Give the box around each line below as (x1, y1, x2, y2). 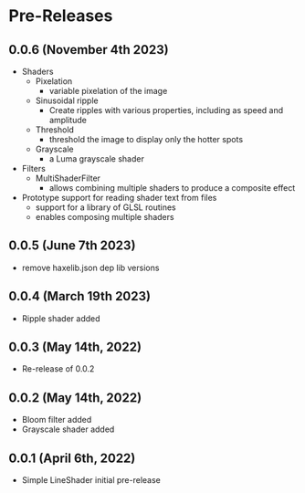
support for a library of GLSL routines (35, 202, 176, 213)
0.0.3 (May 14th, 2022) (8, 340, 142, 355)
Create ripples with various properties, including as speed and (48, 105, 284, 115)
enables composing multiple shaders (35, 212, 174, 222)
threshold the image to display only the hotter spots (48, 134, 244, 144)
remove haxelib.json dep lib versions (21, 262, 160, 273)
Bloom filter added (21, 414, 92, 425)
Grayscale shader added (21, 424, 115, 435)
